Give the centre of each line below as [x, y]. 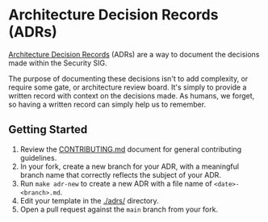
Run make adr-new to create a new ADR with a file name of [116, 183]
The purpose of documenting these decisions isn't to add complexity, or [128, 78]
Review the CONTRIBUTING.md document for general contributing [131, 149]
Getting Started [48, 130]
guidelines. [38, 157]
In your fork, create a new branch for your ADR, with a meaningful [130, 166]
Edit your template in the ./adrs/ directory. [89, 200]
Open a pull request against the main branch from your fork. [119, 209]
